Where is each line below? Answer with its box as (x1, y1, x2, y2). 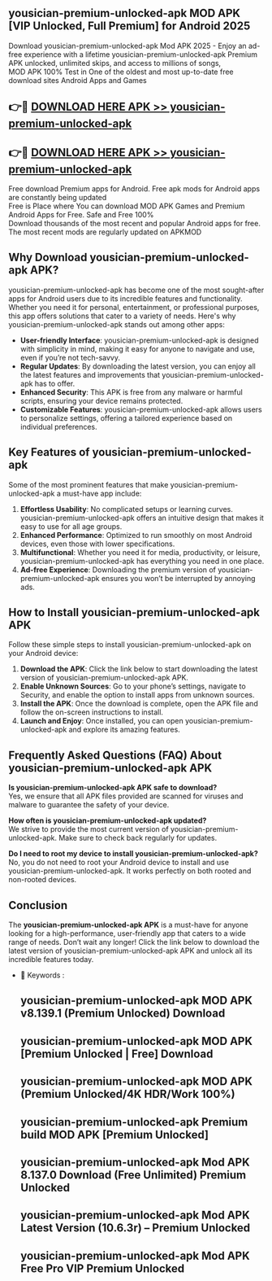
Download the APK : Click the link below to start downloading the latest (19, 664, 258, 674)
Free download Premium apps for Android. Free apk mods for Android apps (8, 184, 261, 194)
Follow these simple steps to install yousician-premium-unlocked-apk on (8, 640, 252, 649)
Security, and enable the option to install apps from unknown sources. (19, 690, 255, 700)
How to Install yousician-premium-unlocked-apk (8, 606, 260, 619)
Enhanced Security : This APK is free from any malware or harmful (19, 387, 244, 397)
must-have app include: (62, 488, 142, 498)
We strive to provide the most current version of (8, 824, 169, 834)
